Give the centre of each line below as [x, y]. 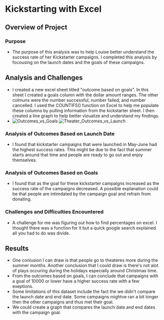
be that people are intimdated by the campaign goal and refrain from [82, 194]
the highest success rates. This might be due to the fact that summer [82, 149]
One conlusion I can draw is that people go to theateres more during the [85, 260]
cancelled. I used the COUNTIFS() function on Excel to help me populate [85, 105]
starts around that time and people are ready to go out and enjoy [78, 155]
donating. [22, 199]
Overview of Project [36, 27]
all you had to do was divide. [41, 233]
